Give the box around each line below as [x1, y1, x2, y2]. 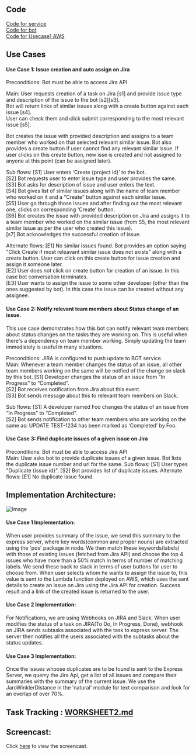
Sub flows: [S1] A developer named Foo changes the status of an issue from [6, 403, 188, 410]
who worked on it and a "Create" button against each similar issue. [6, 194, 167, 201]
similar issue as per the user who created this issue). [6, 225, 133, 232]
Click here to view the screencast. [6, 743, 88, 750]
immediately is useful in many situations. [6, 343, 104, 350]
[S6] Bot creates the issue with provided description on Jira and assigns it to [6, 212, 190, 219]
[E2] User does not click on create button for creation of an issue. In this [6, 267, 180, 274]
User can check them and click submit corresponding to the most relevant [6, 115, 184, 122]
